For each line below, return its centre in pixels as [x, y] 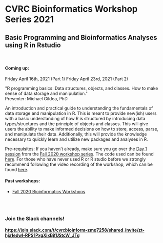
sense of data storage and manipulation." [46, 93]
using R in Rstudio [33, 45]
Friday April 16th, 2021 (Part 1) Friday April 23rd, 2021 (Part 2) [67, 79]
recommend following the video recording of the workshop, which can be [79, 164]
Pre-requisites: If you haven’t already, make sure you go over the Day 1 [76, 149]
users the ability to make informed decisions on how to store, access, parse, [82, 129]
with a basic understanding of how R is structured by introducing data [75, 119]
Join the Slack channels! [35, 219]
